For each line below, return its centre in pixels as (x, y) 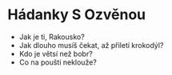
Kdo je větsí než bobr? (56, 53)
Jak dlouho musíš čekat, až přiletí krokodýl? (91, 45)
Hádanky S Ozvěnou (77, 15)
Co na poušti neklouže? (58, 62)
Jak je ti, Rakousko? (52, 37)
